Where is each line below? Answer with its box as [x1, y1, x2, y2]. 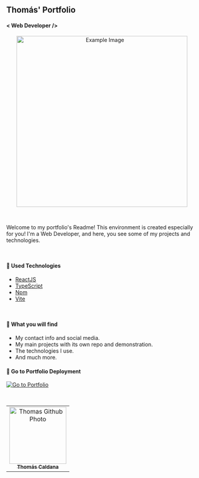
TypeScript [15, 282, 43, 289]
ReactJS [15, 275, 36, 283]
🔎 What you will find [6, 320, 58, 328]
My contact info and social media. [15, 334, 100, 341]
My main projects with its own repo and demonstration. [15, 341, 153, 348]
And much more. [15, 354, 57, 361]
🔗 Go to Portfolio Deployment [6, 367, 81, 375]
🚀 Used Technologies [6, 262, 61, 269]
